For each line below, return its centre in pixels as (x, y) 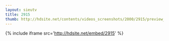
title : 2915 (18, 14)
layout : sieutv (21, 10)
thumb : (12, 19)
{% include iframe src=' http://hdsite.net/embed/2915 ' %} (64, 33)
